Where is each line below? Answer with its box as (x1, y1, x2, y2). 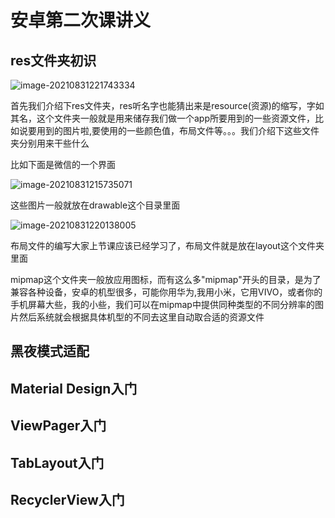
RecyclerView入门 (10, 491, 125, 508)
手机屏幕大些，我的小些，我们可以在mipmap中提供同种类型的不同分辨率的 (10, 299, 315, 310)
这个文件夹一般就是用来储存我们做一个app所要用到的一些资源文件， (36, 112, 316, 124)
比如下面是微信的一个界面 (10, 159, 116, 170)
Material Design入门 (10, 380, 138, 397)
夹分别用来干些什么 (10, 137, 90, 149)
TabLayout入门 (10, 454, 105, 471)
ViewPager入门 (10, 417, 107, 435)
